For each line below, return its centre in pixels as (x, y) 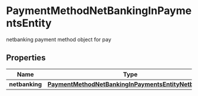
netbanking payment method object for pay (59, 39)
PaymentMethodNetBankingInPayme (99, 11)
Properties (26, 58)
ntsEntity (29, 23)
